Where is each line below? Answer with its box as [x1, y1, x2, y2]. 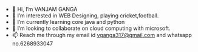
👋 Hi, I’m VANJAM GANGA [12, 6, 78, 13]
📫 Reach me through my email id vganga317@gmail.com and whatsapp [12, 32, 193, 38]
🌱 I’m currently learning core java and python [12, 19, 125, 25]
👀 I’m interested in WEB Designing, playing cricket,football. [12, 12, 159, 19]
